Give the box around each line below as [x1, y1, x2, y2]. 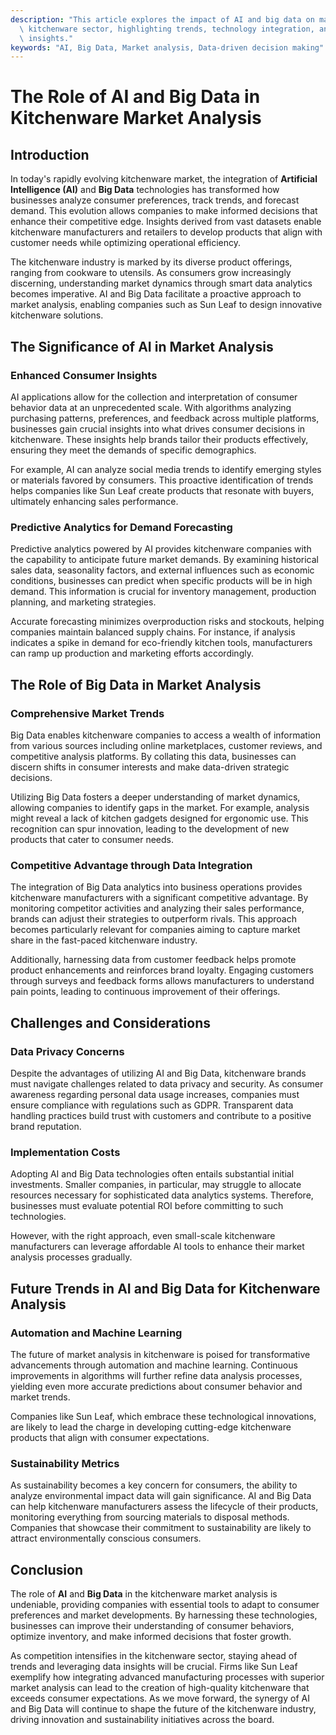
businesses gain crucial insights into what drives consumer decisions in [10, 422, 306, 435]
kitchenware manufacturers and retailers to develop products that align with [10, 226, 323, 238]
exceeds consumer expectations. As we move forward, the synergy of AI [10, 1692, 310, 1704]
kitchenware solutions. [10, 309, 104, 321]
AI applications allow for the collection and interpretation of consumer [10, 391, 298, 403]
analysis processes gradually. [10, 1251, 133, 1263]
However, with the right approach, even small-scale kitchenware [10, 1230, 276, 1242]
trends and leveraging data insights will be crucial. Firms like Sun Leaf [10, 1661, 298, 1672]
